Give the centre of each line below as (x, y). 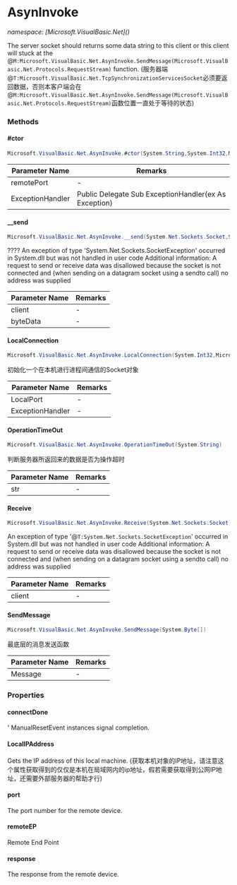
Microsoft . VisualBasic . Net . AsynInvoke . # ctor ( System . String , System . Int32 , (118, 154)
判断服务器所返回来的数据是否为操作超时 (66, 459)
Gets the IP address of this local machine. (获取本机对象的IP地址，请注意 (113, 761)
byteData (26, 321)
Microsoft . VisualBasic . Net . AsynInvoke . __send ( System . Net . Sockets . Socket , (118, 237)
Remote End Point (33, 843)
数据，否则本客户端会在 (47, 86)
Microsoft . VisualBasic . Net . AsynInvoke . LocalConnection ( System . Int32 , (112, 355)
